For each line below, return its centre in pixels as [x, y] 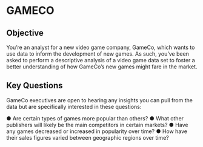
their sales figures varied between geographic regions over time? [88, 137]
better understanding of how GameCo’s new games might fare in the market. [102, 67]
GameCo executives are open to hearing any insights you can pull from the [99, 100]
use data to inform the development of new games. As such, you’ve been [98, 54]
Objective [25, 33]
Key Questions [35, 86]
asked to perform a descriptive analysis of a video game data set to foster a [101, 60]
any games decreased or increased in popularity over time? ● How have [97, 131]
